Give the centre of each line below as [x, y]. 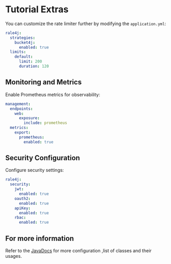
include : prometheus [45, 123]
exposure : [29, 118]
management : [18, 104]
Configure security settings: [35, 170]
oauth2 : [22, 199]
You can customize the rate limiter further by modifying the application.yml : [86, 24]
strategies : [23, 38]
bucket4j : [25, 42]
